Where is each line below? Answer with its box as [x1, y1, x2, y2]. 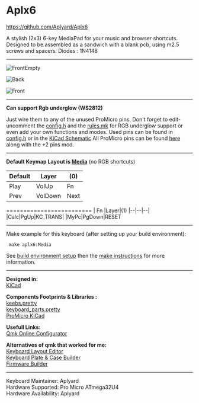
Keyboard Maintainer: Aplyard [6, 377, 79, 384]
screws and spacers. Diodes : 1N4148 [6, 47, 98, 54]
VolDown [36, 191, 61, 200]
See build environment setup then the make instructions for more [6, 252, 165, 259]
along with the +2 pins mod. [6, 140, 75, 148]
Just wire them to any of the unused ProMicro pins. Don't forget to [6, 116, 168, 123]
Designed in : [6, 275, 38, 282]
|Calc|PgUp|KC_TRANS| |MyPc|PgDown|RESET [6, 213, 121, 220]
